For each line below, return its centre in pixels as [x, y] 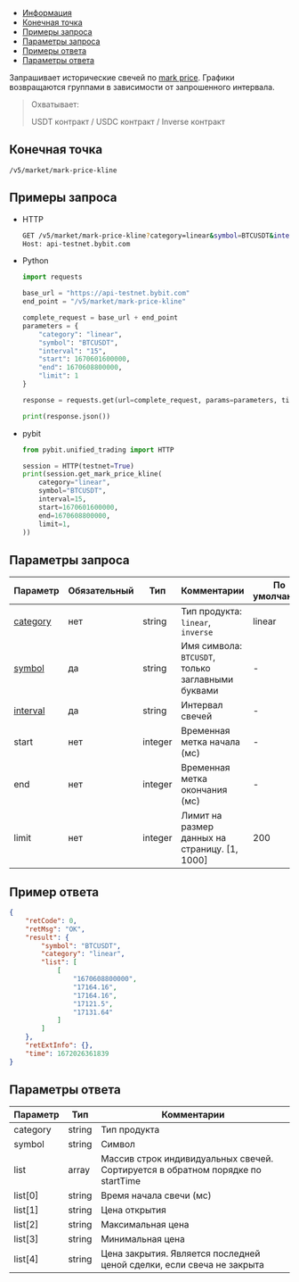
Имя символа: [212, 646]
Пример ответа [54, 892]
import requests [52, 277]
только [196, 669]
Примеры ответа [54, 51]
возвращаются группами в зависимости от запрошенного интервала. [142, 87]
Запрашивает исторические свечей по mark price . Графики [122, 78]
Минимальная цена [143, 1239]
